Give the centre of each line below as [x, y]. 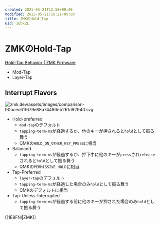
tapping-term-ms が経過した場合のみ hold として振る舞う [74, 184]
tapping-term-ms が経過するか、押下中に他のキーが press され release [87, 154]
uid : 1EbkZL [17, 23]
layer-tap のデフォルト [42, 178]
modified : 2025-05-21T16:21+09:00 [40, 14]
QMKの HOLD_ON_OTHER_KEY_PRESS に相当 [58, 143]
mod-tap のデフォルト [40, 125]
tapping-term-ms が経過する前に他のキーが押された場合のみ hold [83, 201]
